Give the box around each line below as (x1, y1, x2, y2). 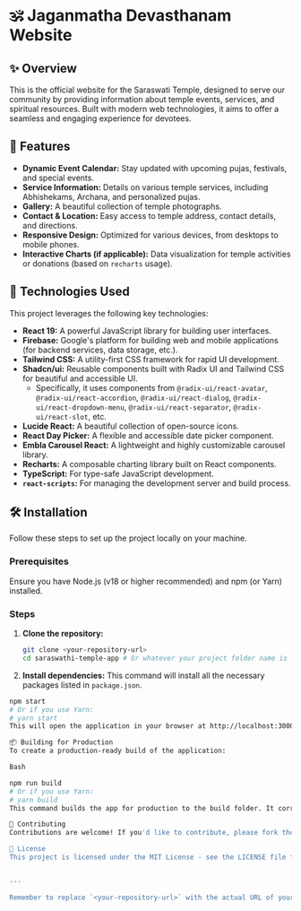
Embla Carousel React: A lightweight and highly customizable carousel (21, 439, 286, 450)
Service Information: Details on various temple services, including (21, 181, 269, 193)
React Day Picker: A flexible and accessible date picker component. (21, 429, 275, 440)
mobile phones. (21, 239, 81, 249)
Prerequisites (9, 555, 69, 568)
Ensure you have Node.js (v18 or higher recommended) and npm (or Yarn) (9, 576, 282, 586)
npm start (9, 697, 47, 706)
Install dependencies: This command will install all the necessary (21, 670, 265, 681)
